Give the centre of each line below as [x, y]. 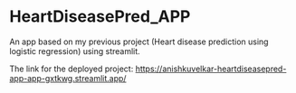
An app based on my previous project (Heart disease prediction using [139, 42]
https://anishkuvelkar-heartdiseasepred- [211, 69]
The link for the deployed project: [72, 69]
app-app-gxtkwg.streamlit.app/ [68, 78]
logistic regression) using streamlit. [75, 51]
